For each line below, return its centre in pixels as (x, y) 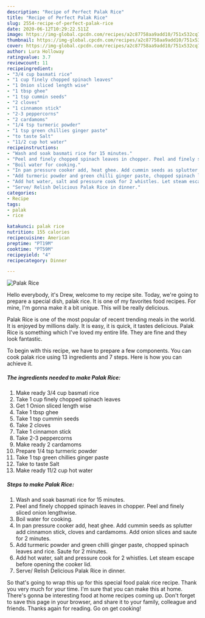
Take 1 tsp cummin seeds (47, 419)
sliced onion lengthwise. (46, 513)
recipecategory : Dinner (37, 260)
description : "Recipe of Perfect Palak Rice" (65, 12)
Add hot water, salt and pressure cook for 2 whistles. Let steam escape (105, 558)
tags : (14, 204)
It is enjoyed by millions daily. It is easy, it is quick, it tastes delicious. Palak (100, 326)
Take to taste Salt (37, 464)
